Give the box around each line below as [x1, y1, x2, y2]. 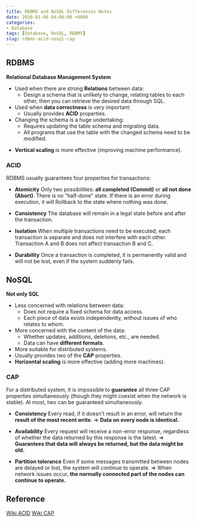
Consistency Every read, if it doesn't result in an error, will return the [14, 410, 182, 417]
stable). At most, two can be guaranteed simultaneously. [6, 399, 143, 406]
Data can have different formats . [23, 339, 104, 346]
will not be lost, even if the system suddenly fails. [14, 257, 134, 265]
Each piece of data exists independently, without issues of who [23, 314, 177, 321]
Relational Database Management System [6, 73, 111, 80]
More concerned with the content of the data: [14, 326, 126, 333]
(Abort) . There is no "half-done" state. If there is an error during [14, 192, 171, 199]
